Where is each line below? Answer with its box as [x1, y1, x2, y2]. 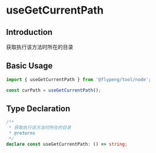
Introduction [6, 27, 53, 37]
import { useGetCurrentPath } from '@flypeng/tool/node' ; [6, 76, 151, 83]
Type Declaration [6, 103, 71, 113]
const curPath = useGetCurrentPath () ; [6, 87, 101, 93]
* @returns [8, 131, 35, 136]
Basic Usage [6, 61, 53, 71]
